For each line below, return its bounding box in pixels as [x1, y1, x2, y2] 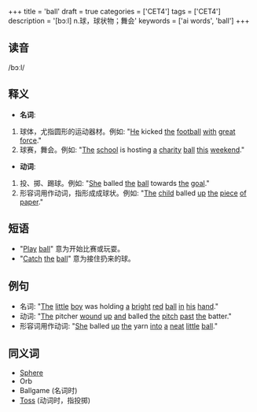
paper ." [19, 197, 43, 206]
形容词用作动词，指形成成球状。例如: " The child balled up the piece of [19, 188, 247, 198]
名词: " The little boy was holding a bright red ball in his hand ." [19, 302, 218, 311]
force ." [19, 135, 42, 145]
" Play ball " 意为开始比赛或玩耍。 [19, 244, 124, 254]
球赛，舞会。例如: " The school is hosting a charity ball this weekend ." [19, 145, 245, 154]
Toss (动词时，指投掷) [19, 395, 91, 405]
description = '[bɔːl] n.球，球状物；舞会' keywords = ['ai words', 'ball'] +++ [8, 16, 250, 25]
